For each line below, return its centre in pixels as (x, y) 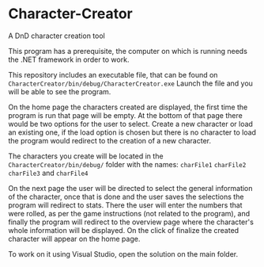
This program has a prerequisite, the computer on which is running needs (128, 51)
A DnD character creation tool (57, 36)
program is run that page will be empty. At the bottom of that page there (125, 115)
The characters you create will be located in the (86, 156)
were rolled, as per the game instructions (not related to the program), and (129, 213)
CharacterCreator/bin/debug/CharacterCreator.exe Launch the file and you (130, 83)
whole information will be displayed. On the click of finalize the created (124, 230)
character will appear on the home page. (74, 238)
